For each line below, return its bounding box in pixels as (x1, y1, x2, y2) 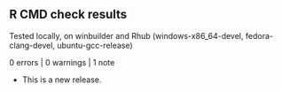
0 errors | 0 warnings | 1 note (9, 57, 115, 67)
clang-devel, (9, 40, 56, 50)
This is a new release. (21, 74, 102, 85)
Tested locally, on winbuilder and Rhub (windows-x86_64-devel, (9, 30, 244, 41)
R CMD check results (9, 7, 128, 22)
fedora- (245, 30, 273, 41)
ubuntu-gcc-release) (57, 40, 133, 50)
